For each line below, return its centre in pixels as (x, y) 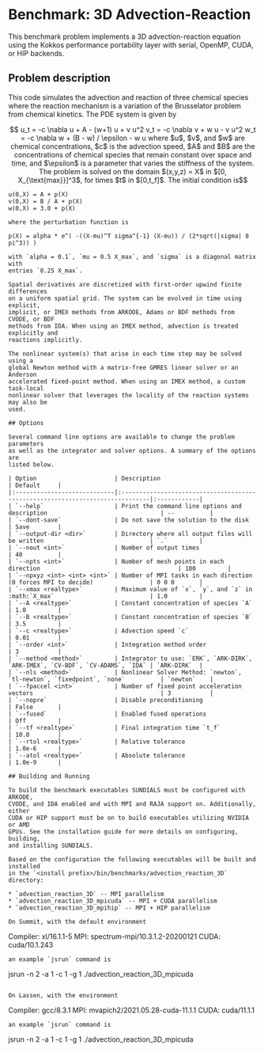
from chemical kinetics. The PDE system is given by (92, 114)
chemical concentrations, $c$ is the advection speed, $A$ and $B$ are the (133, 146)
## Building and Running (49, 776)
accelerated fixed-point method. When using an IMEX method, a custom (127, 382)
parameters (26, 444)
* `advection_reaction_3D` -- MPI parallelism (86, 894)
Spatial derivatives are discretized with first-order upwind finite (125, 284)
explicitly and (33, 333)
